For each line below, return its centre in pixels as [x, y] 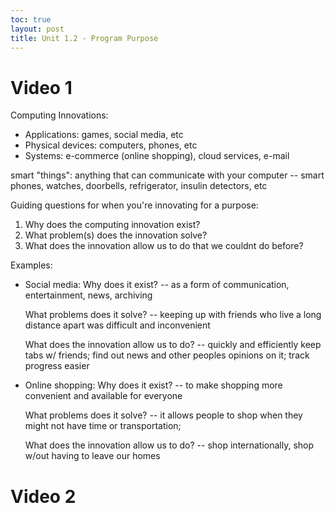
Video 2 [43, 496]
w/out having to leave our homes [92, 456]
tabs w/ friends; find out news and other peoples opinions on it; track [167, 355]
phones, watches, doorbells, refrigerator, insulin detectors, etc [139, 186]
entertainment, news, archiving [88, 295]
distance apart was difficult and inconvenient [117, 325]
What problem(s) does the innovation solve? [116, 235]
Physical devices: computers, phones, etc [111, 145]
